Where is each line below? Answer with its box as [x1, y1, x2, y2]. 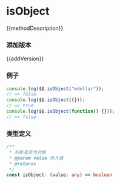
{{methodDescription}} [6, 24, 64, 32]
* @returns [8, 160, 36, 167]
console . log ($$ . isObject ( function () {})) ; [6, 108, 115, 115]
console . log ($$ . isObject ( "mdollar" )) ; [6, 85, 104, 92]
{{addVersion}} [6, 55, 44, 62]
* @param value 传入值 [8, 155, 64, 161]
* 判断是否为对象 [8, 149, 47, 155]
